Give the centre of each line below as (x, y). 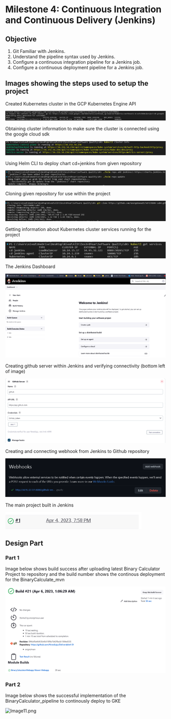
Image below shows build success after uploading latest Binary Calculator (83, 569)
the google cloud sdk (27, 134)
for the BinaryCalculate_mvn (35, 580)
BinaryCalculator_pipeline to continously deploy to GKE (63, 701)
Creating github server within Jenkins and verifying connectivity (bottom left (85, 366)
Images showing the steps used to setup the (77, 83)
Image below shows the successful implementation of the (66, 696)
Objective (21, 39)
